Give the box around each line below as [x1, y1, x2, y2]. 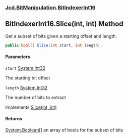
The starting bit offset [5, 75, 50, 81]
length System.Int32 [5, 84, 48, 90]
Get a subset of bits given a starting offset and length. [5, 33, 117, 39]
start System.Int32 [5, 65, 45, 71]
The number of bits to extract [5, 94, 67, 100]
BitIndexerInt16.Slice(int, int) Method [5, 20, 123, 28]
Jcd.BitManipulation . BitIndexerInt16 [5, 4, 96, 11]
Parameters [5, 54, 30, 60]
